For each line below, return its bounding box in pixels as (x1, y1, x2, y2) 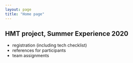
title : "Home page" (5, 12, 45, 16)
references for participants (12, 47, 66, 53)
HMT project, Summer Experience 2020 (5, 30, 129, 38)
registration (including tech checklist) (12, 42, 87, 48)
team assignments (12, 53, 50, 59)
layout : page (5, 7, 32, 12)
